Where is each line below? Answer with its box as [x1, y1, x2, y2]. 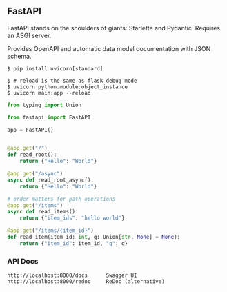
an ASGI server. [7, 31, 52, 39]
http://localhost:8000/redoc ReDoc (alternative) [7, 278, 166, 285]
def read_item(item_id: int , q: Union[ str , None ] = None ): [7, 234, 181, 241]
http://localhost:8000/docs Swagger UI [7, 272, 137, 279]
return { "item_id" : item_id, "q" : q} [19, 240, 128, 247]
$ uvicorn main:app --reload [7, 89, 91, 96]
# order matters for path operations [7, 195, 116, 202]
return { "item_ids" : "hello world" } [19, 215, 126, 222]
